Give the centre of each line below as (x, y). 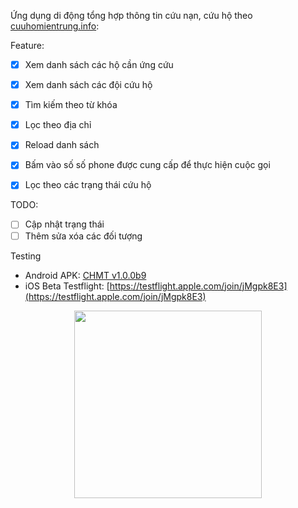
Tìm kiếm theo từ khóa (71, 105)
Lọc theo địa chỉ (58, 125)
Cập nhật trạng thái (64, 224)
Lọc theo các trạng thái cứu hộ (88, 185)
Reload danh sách (62, 145)
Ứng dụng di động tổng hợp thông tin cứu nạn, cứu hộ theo (131, 15)
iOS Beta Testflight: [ (67, 286)
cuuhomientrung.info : (55, 26)
